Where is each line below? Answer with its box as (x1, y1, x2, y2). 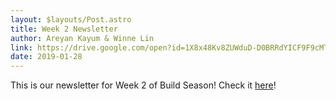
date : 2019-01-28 (10, 52, 83, 62)
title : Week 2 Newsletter (10, 24, 118, 34)
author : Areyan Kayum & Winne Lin (10, 33, 155, 43)
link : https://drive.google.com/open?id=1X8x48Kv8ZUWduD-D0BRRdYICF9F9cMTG (10, 42, 333, 53)
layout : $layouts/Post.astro (10, 14, 132, 25)
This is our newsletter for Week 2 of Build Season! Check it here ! (10, 79, 277, 91)
